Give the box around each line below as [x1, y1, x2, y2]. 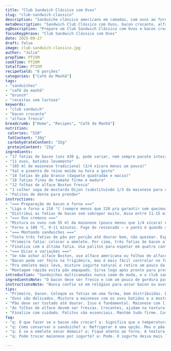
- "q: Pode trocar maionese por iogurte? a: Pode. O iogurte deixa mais [5, 334, 163, 339]
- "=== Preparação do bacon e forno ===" [5, 201, 95, 207]
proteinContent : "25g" [7, 144, 56, 150]
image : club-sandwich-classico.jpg [5, 45, 81, 50]
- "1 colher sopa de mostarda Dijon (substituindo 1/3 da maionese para [5, 187, 163, 192]
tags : [5, 78, 17, 83]
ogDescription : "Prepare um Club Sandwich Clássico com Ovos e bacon [5, 26, 156, 32]
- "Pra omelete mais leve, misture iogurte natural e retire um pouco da [5, 263, 165, 268]
